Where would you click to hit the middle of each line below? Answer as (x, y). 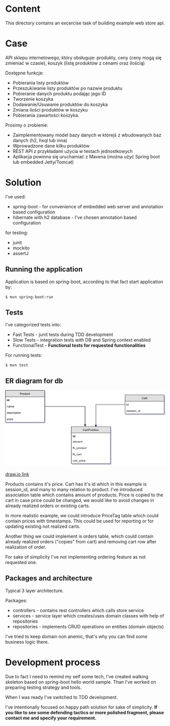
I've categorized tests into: (33, 325)
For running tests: (24, 355)
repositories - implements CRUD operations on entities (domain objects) (88, 626)
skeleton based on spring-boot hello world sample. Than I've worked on (81, 682)
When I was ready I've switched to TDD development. (62, 697)
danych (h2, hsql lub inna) (40, 140)
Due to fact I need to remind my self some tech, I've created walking (77, 676)
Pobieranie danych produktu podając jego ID (59, 93)
